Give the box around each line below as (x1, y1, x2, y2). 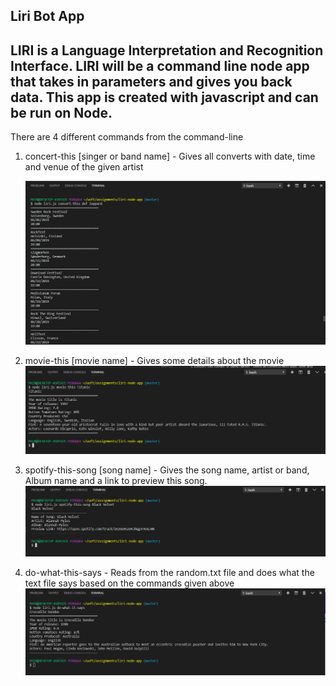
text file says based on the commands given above (24, 577, 235, 589)
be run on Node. (10, 104, 113, 121)
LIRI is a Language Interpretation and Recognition (10, 42, 324, 59)
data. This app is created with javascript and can (10, 89, 319, 106)
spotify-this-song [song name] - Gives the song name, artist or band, (24, 464, 310, 476)
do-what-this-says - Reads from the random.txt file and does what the (24, 567, 315, 579)
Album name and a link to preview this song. (24, 475, 208, 487)
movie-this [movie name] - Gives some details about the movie (24, 354, 285, 366)
